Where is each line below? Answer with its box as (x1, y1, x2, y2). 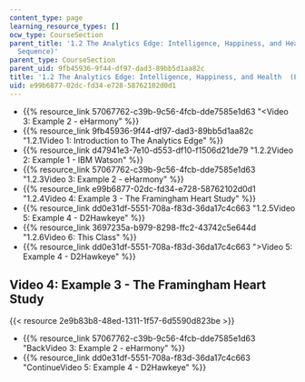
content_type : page (9, 13, 84, 23)
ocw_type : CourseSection (9, 30, 103, 39)
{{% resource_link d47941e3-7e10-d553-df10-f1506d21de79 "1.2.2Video (22, 145, 293, 156)
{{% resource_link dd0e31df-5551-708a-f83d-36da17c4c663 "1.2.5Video (22, 202, 296, 214)
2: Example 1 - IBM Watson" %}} (22, 154, 143, 165)
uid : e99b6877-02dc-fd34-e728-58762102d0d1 (9, 81, 177, 90)
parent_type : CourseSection (9, 55, 116, 65)
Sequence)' (17, 47, 59, 56)
